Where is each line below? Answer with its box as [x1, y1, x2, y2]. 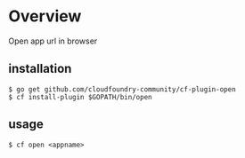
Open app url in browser [8, 36, 98, 46]
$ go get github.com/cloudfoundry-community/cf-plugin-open [8, 84, 237, 94]
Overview [8, 6, 82, 27]
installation [8, 61, 72, 76]
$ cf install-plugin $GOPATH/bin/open [8, 92, 152, 101]
